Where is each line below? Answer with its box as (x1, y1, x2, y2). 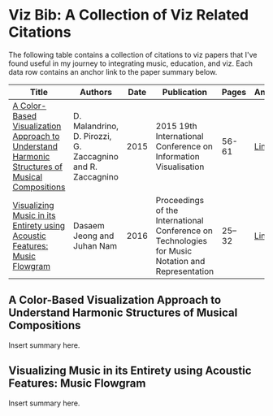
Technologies (155, 235, 208, 246)
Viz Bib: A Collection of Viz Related (8, 6, 249, 24)
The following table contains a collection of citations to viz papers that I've (8, 50, 258, 59)
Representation (155, 266, 214, 277)
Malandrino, (72, 120, 119, 132)
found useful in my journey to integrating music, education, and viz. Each (8, 58, 253, 68)
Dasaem (72, 219, 105, 231)
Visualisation (155, 161, 205, 172)
